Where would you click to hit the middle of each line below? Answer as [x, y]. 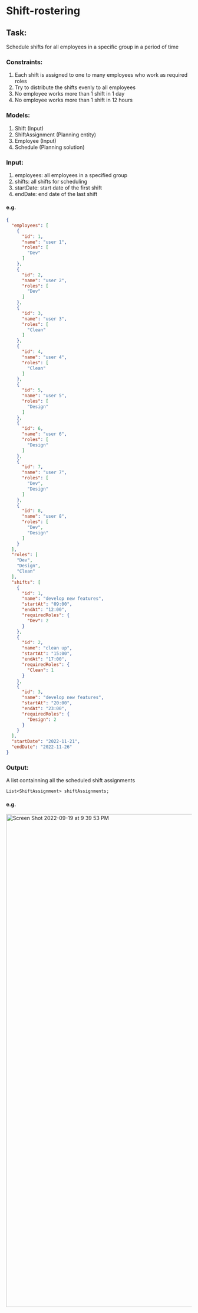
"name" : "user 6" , [44, 434]
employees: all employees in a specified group [71, 175]
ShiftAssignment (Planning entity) [55, 135]
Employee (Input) [36, 141]
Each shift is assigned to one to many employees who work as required [101, 75]
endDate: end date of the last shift [56, 194]
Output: [17, 767]
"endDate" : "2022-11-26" [42, 747]
